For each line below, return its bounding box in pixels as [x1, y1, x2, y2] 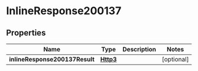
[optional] [161, 55, 189, 63]
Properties [6, 28, 46, 38]
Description [122, 46, 157, 53]
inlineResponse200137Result [9, 55, 95, 63]
